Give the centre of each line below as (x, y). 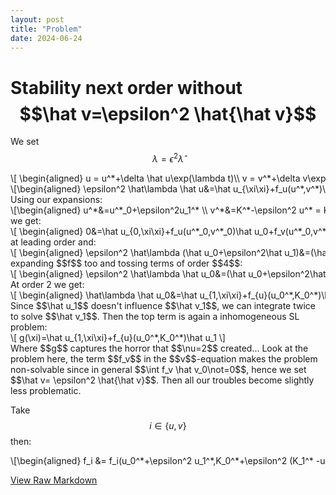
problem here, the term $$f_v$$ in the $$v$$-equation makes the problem (164, 358)
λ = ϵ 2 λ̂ (167, 158)
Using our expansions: (56, 199)
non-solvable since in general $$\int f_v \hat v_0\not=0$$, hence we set (158, 369)
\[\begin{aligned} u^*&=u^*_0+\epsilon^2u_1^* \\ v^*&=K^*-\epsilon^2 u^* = (166, 210)
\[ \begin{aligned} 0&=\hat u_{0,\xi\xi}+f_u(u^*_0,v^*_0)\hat (131, 231)
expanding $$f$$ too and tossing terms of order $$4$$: (126, 263)
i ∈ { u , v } (168, 425)
